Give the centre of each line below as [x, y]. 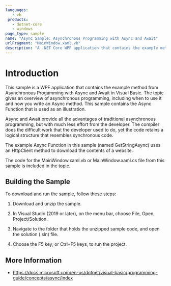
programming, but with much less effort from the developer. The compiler [82, 124]
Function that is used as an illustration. [46, 109]
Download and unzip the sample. [47, 204]
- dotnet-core [27, 24]
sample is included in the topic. [38, 166]
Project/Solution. [30, 219]
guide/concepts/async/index [43, 278]
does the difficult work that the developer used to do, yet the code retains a [84, 129]
